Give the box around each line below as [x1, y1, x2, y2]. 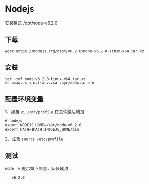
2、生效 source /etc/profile [5, 136, 63, 142]
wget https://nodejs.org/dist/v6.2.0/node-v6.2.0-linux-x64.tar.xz [5, 49, 145, 54]
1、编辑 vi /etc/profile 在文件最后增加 [5, 109, 84, 115]
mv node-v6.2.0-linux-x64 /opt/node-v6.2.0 [5, 81, 95, 85]
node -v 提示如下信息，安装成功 [5, 166, 69, 171]
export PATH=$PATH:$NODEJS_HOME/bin [5, 127, 79, 132]
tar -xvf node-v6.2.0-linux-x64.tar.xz [5, 76, 86, 81]
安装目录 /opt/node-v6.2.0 [5, 20, 58, 26]
